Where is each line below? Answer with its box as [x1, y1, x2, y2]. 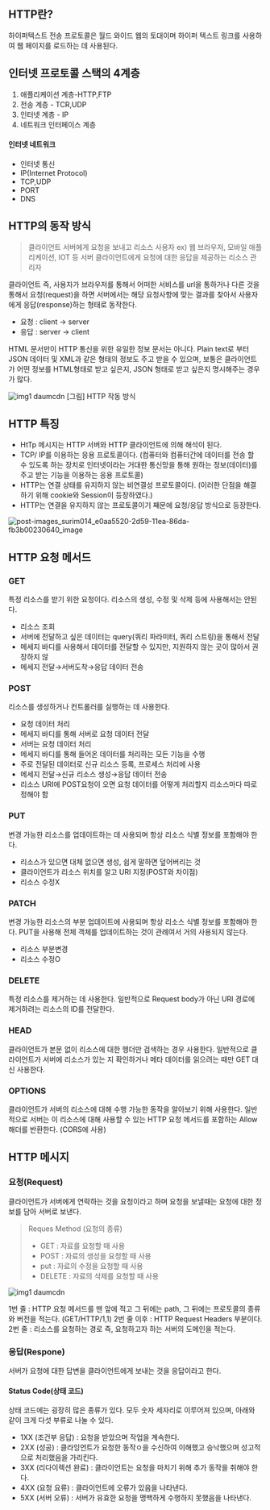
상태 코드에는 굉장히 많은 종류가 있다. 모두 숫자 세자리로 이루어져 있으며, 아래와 [8, 1405, 255, 1415]
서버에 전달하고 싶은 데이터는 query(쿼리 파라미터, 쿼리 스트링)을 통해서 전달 [19, 632, 260, 642]
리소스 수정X [19, 877, 60, 887]
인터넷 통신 [19, 159, 56, 168]
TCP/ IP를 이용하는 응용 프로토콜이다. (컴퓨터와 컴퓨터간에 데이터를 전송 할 [19, 450, 255, 460]
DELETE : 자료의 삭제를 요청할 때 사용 [39, 1271, 160, 1280]
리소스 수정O [19, 955, 60, 964]
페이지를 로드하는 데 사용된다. [25, 40, 118, 50]
